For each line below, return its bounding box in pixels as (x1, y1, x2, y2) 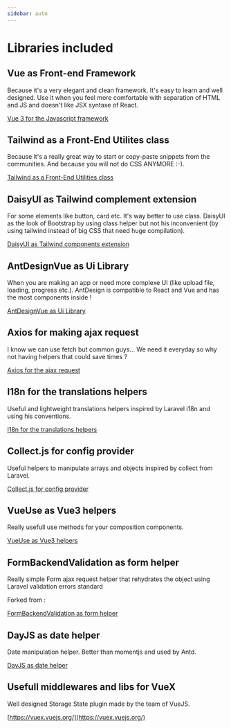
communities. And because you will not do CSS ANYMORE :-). (7, 160, 185, 168)
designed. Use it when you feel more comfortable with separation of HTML (7, 93, 221, 101)
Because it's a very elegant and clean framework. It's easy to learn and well (7, 86, 223, 94)
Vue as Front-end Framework (7, 67, 136, 80)
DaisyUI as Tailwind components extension (7, 240, 130, 248)
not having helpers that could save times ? (7, 352, 128, 361)
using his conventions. (7, 412, 71, 420)
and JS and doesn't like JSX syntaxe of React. (7, 101, 138, 109)
